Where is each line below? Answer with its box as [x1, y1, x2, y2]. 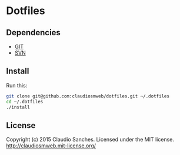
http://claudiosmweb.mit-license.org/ [6, 142, 96, 149]
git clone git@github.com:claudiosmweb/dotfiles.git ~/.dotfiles [6, 93, 169, 99]
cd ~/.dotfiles [6, 99, 44, 105]
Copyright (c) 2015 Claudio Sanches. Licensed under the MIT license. [6, 136, 175, 143]
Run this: [6, 82, 28, 89]
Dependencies [6, 28, 61, 38]
